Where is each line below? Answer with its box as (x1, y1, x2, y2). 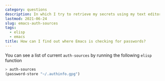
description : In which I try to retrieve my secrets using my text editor (5, 12, 162, 17)
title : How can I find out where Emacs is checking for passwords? (5, 39, 146, 44)
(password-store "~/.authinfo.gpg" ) (5, 71, 80, 76)
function (5, 57, 22, 63)
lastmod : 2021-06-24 (5, 16, 48, 21)
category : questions (5, 7, 48, 12)
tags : (5, 25, 16, 30)
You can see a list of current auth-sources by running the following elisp (5, 52, 152, 58)
